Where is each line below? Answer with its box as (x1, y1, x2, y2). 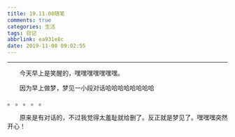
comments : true (7, 17, 52, 24)
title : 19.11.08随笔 (7, 10, 65, 17)
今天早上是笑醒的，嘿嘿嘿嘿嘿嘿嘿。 (20, 69, 124, 77)
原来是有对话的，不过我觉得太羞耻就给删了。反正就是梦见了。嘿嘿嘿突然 (20, 113, 228, 122)
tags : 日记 (7, 29, 37, 37)
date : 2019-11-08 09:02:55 (7, 42, 86, 49)
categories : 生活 (7, 23, 56, 30)
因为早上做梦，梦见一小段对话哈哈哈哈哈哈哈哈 (20, 84, 155, 92)
